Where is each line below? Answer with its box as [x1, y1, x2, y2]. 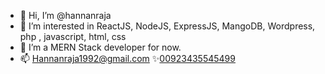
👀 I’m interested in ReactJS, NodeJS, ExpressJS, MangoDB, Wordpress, [19, 20, 316, 32]
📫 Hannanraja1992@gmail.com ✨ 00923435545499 [19, 53, 236, 64]
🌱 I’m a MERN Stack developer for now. [19, 41, 182, 53]
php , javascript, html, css [19, 31, 127, 42]
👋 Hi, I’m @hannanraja [19, 10, 112, 21]
